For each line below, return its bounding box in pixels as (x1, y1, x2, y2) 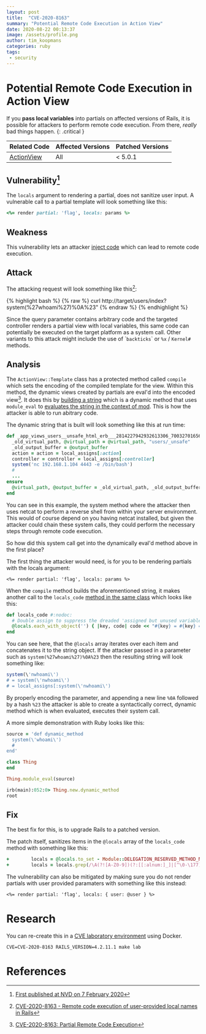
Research (6, 912, 56, 926)
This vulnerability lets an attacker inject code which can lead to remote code (6, 243, 199, 251)
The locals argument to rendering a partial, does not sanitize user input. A (6, 192, 194, 199)
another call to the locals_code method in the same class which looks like (6, 593, 192, 601)
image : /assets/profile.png (6, 32, 78, 38)
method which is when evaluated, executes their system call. (6, 707, 161, 715)
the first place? (6, 546, 44, 553)
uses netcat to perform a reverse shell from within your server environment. (6, 507, 198, 515)
